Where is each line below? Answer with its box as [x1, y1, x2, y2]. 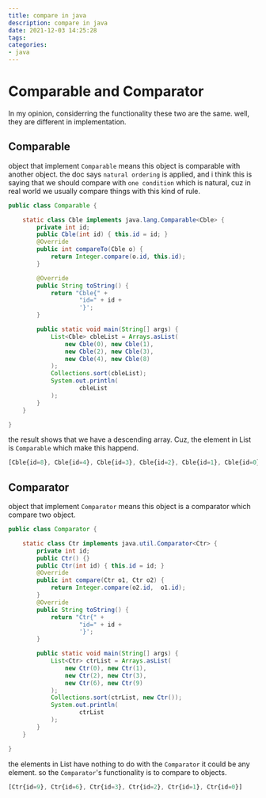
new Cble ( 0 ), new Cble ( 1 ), [64, 340, 154, 348]
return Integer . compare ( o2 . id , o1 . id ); [50, 583, 186, 592]
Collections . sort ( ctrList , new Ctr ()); [50, 693, 182, 701]
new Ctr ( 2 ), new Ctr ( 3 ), [64, 671, 147, 679]
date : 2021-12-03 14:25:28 [8, 26, 97, 34]
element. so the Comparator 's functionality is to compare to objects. [8, 767, 227, 777]
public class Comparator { [8, 526, 97, 534]
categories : [8, 41, 47, 49]
